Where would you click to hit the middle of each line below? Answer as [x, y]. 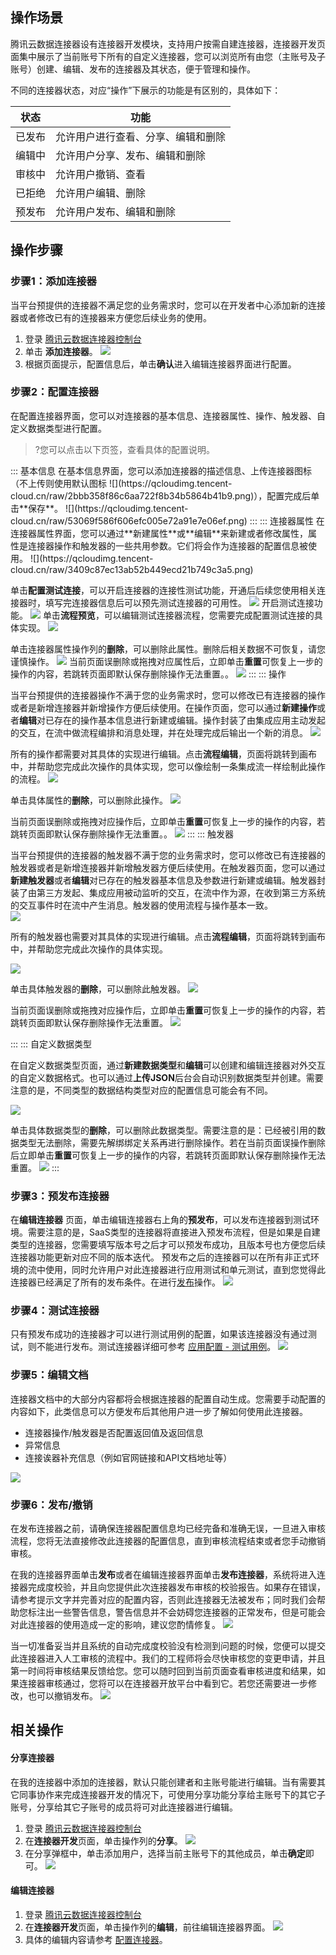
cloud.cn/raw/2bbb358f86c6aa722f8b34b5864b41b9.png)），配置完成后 [161, 495]
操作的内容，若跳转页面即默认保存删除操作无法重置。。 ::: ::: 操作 [148, 674]
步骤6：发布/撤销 [51, 1505]
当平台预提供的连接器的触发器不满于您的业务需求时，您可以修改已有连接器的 [168, 855]
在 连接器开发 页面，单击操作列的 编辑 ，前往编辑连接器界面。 [147, 1927]
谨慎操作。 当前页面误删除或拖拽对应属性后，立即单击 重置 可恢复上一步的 [166, 661]
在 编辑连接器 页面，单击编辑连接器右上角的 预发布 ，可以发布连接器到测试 [160, 1220]
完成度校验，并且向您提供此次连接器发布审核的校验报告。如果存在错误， [176, 1587]
